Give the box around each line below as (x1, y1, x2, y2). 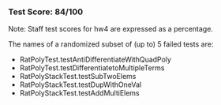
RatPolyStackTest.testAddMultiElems (19, 88, 140, 98)
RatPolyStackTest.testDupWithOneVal (19, 80, 142, 89)
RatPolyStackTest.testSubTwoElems (19, 72, 137, 81)
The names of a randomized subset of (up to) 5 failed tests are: (8, 39, 214, 49)
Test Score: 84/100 (8, 6, 84, 17)
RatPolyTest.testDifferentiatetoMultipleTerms (19, 63, 165, 73)
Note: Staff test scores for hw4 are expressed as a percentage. (8, 24, 213, 34)
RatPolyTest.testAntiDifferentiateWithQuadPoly (19, 54, 172, 65)
